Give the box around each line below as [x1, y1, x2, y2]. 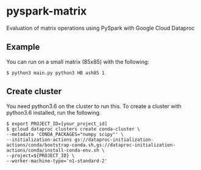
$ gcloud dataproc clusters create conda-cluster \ [6, 126, 140, 132]
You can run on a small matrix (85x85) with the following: [6, 58, 149, 65]
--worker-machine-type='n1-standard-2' [6, 158, 108, 164]
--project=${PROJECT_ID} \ [6, 152, 75, 158]
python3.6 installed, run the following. [6, 109, 102, 116]
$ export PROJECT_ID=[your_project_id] [6, 120, 108, 127]
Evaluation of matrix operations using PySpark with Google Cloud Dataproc [6, 24, 195, 32]
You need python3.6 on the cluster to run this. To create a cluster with [6, 102, 182, 110]
